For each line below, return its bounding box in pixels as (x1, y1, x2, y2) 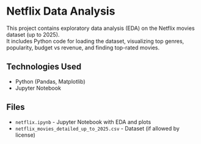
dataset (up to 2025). (6, 31, 60, 38)
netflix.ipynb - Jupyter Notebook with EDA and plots (15, 118, 152, 126)
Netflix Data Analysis (6, 4, 115, 18)
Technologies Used (6, 62, 81, 72)
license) (15, 131, 35, 139)
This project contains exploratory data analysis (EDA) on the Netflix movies (6, 24, 195, 32)
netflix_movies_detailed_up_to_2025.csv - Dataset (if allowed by (15, 124, 180, 132)
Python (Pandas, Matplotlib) (15, 77, 86, 85)
